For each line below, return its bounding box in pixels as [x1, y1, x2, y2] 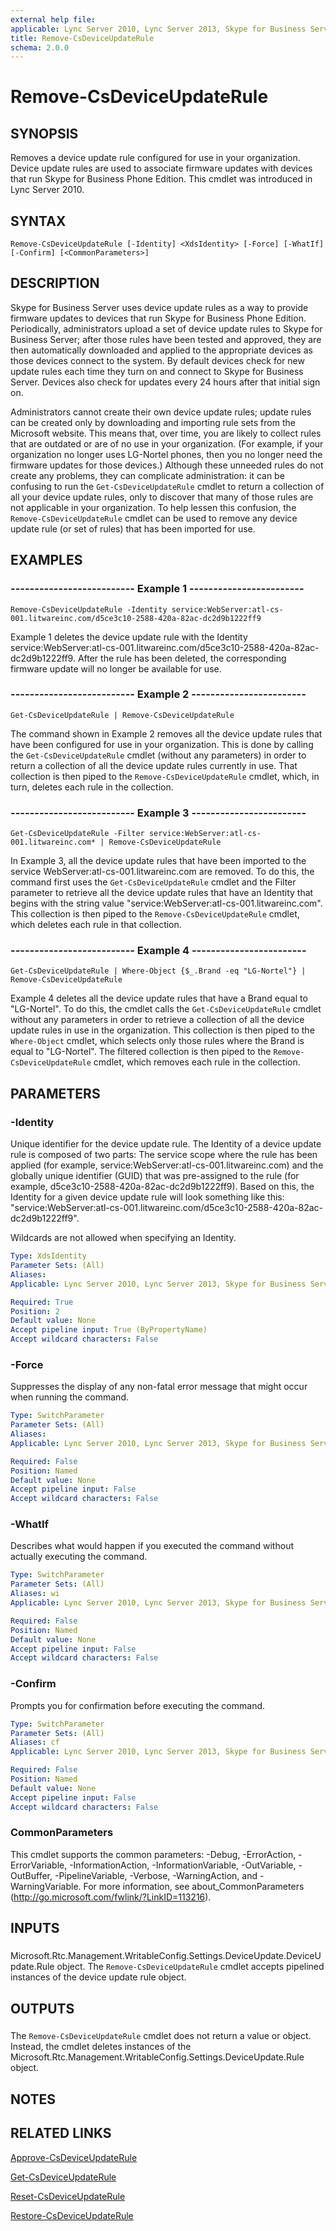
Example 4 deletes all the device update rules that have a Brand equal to [10, 992, 308, 1005]
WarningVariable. [10, 1880, 82, 1892]
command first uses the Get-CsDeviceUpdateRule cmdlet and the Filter [10, 876, 297, 888]
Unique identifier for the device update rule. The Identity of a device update [10, 1138, 322, 1150]
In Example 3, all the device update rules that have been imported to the [10, 855, 307, 867]
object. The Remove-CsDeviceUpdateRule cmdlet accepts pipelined [56, 1961, 325, 1973]
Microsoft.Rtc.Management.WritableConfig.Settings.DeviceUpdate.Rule [10, 2051, 305, 2063]
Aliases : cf [10, 1737, 60, 1748]
